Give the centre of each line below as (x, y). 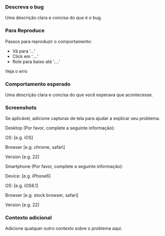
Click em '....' (25, 56)
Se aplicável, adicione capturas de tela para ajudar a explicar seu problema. (83, 118)
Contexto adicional (29, 218)
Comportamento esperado (38, 84)
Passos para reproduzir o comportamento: (48, 41)
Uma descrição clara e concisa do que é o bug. (54, 18)
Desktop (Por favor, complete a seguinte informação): (60, 128)
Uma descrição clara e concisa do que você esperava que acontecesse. (79, 95)
